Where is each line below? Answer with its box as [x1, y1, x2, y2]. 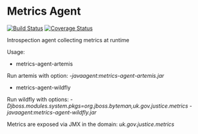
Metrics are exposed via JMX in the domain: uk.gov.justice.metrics [7, 121, 175, 128]
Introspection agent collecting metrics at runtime [7, 36, 130, 43]
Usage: [7, 48, 25, 56]
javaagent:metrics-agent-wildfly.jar [7, 108, 97, 116]
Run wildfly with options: [7, 95, 69, 103]
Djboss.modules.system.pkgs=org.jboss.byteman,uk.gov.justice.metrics [7, 102, 188, 110]
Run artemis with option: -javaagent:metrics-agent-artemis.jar [7, 72, 164, 79]
